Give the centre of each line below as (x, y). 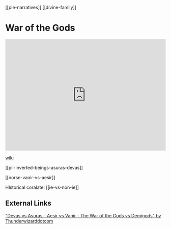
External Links (28, 203)
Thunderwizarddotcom (29, 221)
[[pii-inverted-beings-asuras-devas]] (44, 167)
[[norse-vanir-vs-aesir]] (30, 177)
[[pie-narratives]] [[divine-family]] (41, 7)
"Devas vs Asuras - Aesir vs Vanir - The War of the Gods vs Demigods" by (83, 215)
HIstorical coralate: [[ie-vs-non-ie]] (42, 187)
